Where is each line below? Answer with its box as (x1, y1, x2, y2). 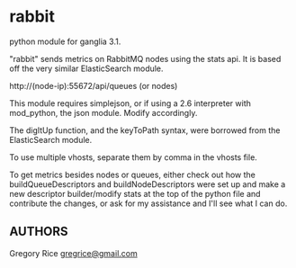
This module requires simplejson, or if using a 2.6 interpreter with (9, 97, 252, 109)
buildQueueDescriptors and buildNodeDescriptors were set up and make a (9, 178, 286, 190)
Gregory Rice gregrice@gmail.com (9, 247, 138, 258)
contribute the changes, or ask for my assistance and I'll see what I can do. (9, 198, 288, 209)
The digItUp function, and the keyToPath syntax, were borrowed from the (9, 124, 281, 136)
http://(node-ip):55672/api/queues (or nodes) (9, 80, 178, 91)
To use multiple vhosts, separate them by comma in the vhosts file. (9, 151, 258, 163)
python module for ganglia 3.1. (9, 36, 121, 47)
